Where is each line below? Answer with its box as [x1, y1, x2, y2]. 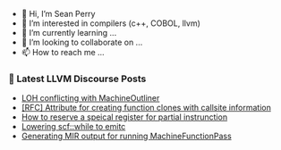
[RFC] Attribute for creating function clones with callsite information [21, 103, 272, 113]
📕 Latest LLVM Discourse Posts [8, 72, 147, 85]
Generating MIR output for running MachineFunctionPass [21, 130, 232, 142]
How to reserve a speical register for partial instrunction [21, 112, 228, 122]
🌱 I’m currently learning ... [21, 28, 117, 37]
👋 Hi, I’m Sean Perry [21, 9, 96, 19]
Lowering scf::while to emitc [21, 121, 126, 132]
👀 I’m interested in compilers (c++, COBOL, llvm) [21, 18, 200, 29]
